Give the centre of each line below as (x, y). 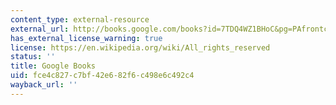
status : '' (33, 57)
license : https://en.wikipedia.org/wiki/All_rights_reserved (140, 47)
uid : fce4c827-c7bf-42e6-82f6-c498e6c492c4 (102, 76)
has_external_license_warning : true (86, 38)
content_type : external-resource (80, 19)
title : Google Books (53, 66)
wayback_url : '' (44, 85)
